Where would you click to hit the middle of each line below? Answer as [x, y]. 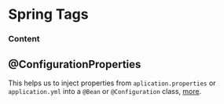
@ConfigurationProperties [75, 64]
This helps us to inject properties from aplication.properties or [112, 83]
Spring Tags [48, 14]
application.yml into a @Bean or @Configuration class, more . [105, 91]
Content [24, 39]
